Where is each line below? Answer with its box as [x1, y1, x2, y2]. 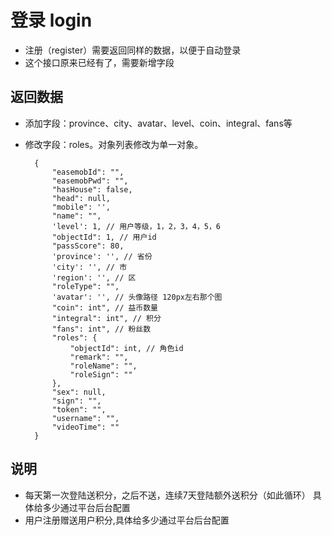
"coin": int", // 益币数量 [51, 302, 159, 313]
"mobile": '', [51, 202, 111, 212]
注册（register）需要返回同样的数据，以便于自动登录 [24, 44, 242, 56]
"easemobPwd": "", [51, 176, 129, 186]
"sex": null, [51, 387, 107, 397]
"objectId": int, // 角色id [69, 343, 184, 353]
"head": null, [51, 193, 111, 203]
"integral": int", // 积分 [51, 313, 162, 323]
